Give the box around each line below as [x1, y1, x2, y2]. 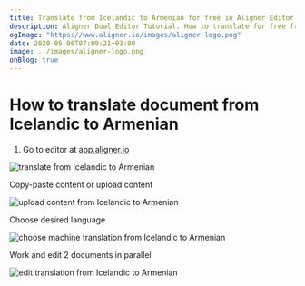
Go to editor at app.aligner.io [22, 143, 130, 154]
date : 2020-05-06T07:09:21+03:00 [9, 38, 136, 48]
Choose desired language [9, 214, 106, 225]
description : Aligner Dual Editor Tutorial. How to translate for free [9, 22, 286, 31]
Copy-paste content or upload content [9, 179, 153, 190]
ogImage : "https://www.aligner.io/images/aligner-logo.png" [9, 30, 242, 39]
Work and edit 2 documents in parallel [9, 249, 152, 260]
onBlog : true [9, 55, 59, 64]
